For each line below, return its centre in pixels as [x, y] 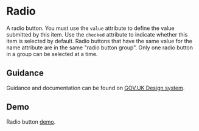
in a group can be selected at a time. [52, 54]
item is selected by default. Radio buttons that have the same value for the [100, 41]
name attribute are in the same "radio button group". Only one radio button [100, 48]
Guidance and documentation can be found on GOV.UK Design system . [96, 88]
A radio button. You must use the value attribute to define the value [90, 28]
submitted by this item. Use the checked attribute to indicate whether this [97, 34]
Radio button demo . [31, 122]
